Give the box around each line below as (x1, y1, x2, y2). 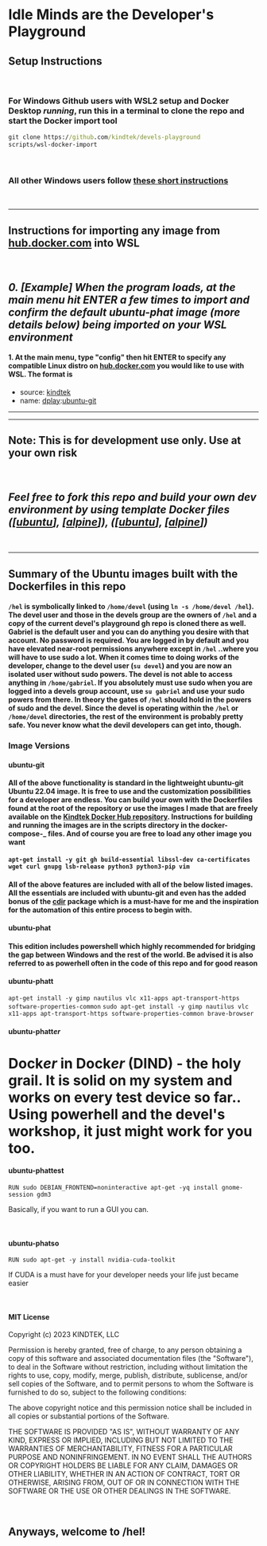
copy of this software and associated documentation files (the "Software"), (8, 1354, 254, 1363)
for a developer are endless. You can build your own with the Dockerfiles (8, 795, 253, 804)
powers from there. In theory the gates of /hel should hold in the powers (8, 695, 252, 705)
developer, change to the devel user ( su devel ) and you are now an (8, 661, 232, 671)
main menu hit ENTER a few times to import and (8, 293, 250, 306)
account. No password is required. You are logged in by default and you (8, 635, 249, 645)
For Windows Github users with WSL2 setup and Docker (8, 95, 230, 106)
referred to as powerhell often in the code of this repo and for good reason (8, 958, 258, 968)
